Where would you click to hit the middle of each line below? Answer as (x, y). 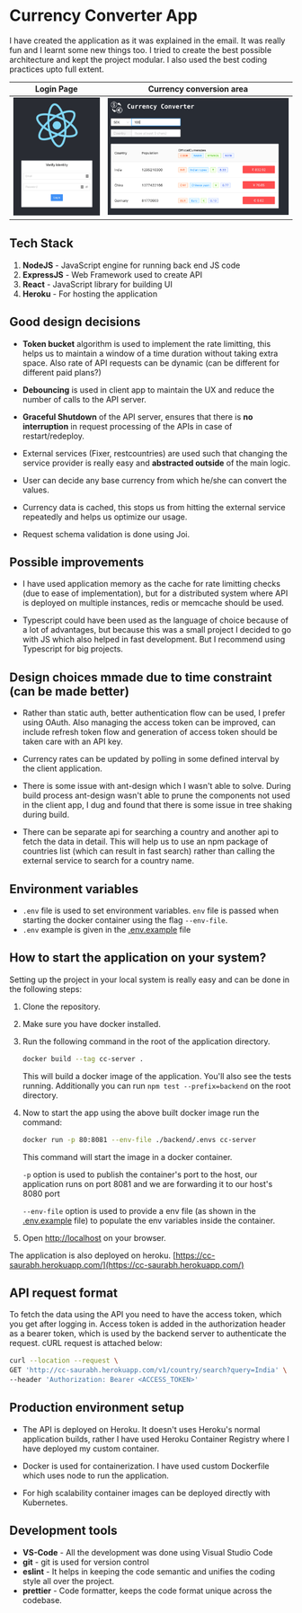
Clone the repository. (61, 1006)
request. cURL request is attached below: (86, 1343)
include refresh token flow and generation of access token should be (150, 732)
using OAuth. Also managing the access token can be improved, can (149, 722)
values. (36, 490)
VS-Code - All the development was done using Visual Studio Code (147, 1552)
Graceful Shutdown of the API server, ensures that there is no (138, 417)
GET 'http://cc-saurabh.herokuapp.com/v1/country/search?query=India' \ (148, 1370)
